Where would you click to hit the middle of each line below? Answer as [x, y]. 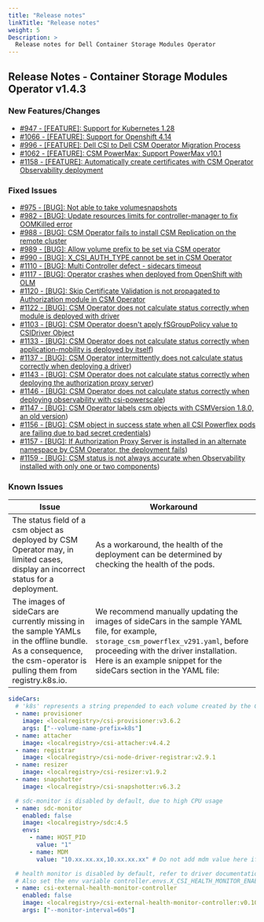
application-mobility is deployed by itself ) [86, 350]
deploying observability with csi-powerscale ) [92, 400]
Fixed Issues [33, 190]
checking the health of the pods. [155, 564]
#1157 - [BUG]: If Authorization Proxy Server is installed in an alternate [133, 442]
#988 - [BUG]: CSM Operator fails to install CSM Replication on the [128, 233]
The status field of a [49, 520]
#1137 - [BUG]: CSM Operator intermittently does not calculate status [131, 358]
